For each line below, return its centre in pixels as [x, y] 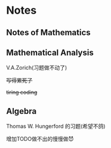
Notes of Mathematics [48, 33]
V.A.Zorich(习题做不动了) [37, 68]
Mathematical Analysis [50, 52]
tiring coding [22, 92]
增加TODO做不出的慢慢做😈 [40, 139]
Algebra [21, 111]
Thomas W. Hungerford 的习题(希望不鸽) [56, 127]
